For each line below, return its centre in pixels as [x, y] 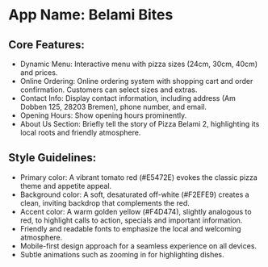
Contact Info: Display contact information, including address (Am [128, 98]
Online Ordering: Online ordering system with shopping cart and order [136, 81]
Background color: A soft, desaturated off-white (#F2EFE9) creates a [134, 194]
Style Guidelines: [52, 158]
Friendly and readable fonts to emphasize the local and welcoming [130, 228]
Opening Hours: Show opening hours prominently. [103, 115]
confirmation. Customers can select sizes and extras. [109, 90]
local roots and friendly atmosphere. [80, 132]
